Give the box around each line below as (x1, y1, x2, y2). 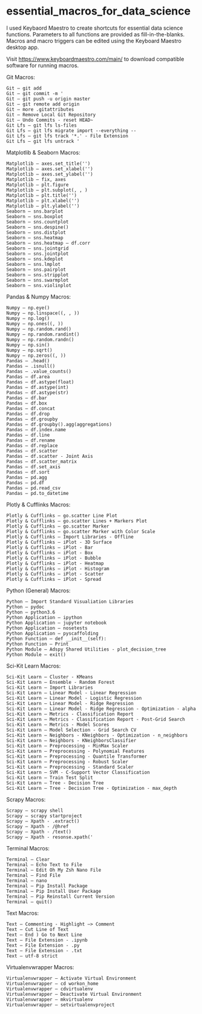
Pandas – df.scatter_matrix (6, 459, 77, 465)
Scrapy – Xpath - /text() (6, 829, 71, 835)
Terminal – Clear (6, 856, 50, 863)
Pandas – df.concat (6, 405, 56, 411)
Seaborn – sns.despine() (6, 224, 69, 230)
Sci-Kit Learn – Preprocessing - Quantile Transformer (6, 753, 148, 760)
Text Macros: (6, 909, 39, 916)
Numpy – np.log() (6, 315, 50, 322)
